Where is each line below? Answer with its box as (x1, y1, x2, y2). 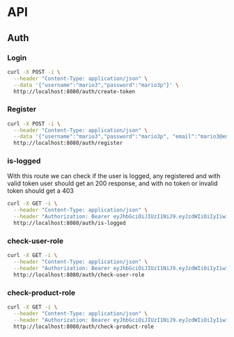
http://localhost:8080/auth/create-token (13, 88, 136, 95)
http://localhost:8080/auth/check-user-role (13, 271, 145, 279)
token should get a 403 (7, 187, 75, 195)
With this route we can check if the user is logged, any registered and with (7, 172, 221, 180)
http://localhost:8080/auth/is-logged (13, 220, 127, 227)
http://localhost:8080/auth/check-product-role (13, 323, 155, 330)
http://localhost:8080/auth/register (13, 140, 123, 147)
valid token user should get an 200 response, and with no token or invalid (7, 179, 218, 188)
